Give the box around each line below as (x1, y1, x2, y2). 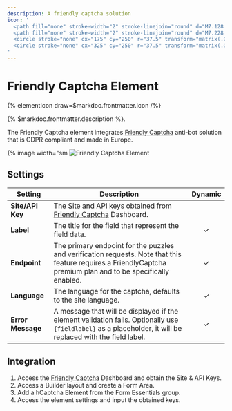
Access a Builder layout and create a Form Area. (17, 381, 155, 390)
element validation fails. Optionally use (53, 315, 179, 325)
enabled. (53, 275, 82, 285)
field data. (53, 229, 86, 239)
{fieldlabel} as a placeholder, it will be (53, 323, 182, 333)
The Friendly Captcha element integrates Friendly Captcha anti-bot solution (7, 128, 222, 136)
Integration (7, 356, 57, 367)
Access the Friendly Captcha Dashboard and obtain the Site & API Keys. (17, 374, 222, 382)
